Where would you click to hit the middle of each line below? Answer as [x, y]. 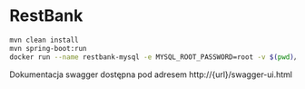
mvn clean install [44, 40]
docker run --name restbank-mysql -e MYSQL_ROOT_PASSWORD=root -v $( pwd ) [152, 57]
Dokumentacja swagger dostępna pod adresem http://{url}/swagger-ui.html [151, 74]
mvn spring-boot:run [49, 48]
